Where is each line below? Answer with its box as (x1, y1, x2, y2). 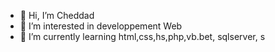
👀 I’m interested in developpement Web (19, 20, 183, 32)
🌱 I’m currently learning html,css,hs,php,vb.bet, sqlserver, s (19, 31, 266, 42)
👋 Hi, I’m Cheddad (19, 10, 95, 21)
